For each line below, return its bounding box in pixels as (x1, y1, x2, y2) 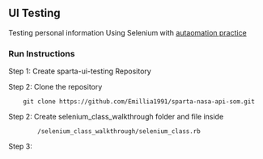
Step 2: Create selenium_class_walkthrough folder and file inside (8, 112, 224, 122)
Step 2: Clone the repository (8, 82, 103, 92)
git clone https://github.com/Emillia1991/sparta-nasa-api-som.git (23, 98, 255, 106)
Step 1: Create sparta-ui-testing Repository (8, 66, 151, 76)
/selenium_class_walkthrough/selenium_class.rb (37, 128, 201, 136)
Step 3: (8, 141, 32, 152)
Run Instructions (8, 48, 75, 59)
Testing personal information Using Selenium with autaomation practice (8, 27, 247, 37)
